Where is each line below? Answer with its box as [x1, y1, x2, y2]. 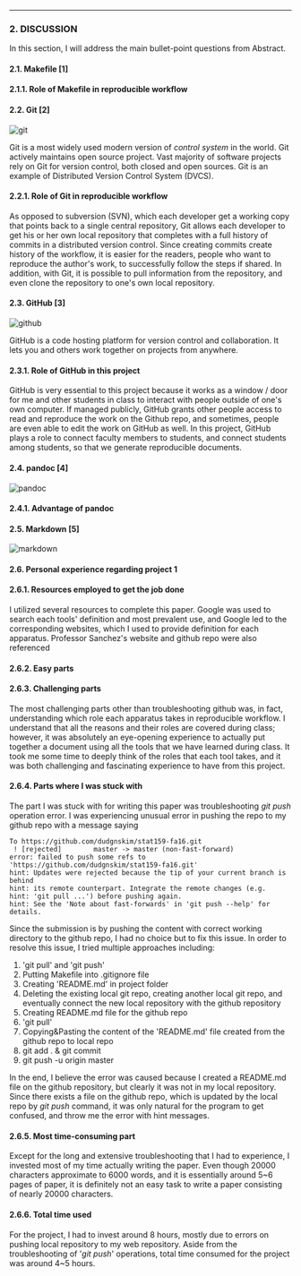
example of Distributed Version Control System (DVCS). [9, 170, 214, 181]
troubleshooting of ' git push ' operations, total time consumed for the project [9, 1248, 290, 1259]
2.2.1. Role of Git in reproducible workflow [9, 191, 168, 201]
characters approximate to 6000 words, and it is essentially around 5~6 [9, 1169, 273, 1180]
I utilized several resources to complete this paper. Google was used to [9, 604, 271, 615]
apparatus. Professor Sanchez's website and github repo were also [9, 633, 257, 644]
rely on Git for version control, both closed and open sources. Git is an [9, 160, 269, 171]
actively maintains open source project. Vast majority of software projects [9, 151, 282, 162]
